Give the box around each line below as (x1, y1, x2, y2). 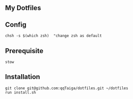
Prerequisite (5, 46, 44, 55)
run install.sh (5, 90, 36, 95)
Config (5, 20, 27, 29)
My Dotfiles (5, 4, 41, 12)
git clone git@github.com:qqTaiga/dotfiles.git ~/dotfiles (5, 85, 129, 91)
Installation (5, 73, 40, 81)
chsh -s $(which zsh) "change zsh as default (5, 34, 102, 39)
